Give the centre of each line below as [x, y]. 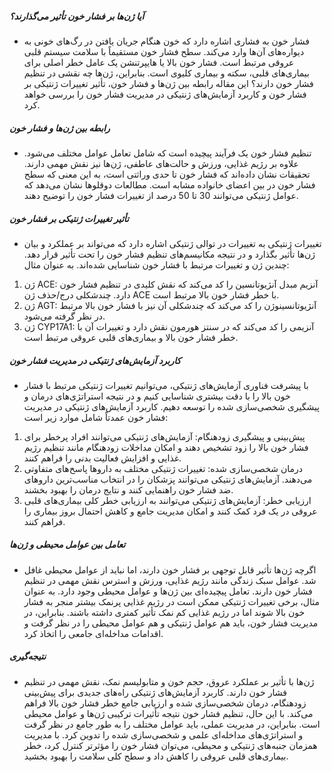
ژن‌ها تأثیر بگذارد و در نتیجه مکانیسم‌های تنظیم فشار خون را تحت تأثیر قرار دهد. [169, 254]
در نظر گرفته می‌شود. [64, 316]
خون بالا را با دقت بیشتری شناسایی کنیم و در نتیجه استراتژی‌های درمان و [157, 396]
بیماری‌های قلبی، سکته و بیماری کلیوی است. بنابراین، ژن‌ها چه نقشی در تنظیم [166, 73]
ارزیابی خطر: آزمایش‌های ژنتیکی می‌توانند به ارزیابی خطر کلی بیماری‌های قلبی [167, 500]
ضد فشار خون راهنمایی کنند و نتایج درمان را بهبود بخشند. [128, 489]
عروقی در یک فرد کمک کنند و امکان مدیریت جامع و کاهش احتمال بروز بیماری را [170, 511]
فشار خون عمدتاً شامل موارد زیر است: [96, 417]
